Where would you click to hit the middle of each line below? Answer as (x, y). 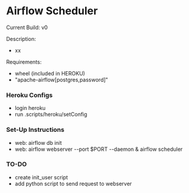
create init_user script (41, 177)
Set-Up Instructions (35, 130)
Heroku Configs (29, 95)
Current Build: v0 (27, 27)
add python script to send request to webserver (73, 183)
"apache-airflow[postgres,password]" (61, 80)
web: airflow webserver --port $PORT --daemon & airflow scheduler (99, 149)
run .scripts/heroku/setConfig (51, 115)
